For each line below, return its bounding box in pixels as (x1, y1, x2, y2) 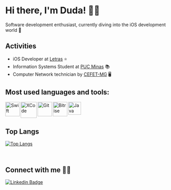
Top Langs (5, 127, 39, 136)
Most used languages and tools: (5, 88, 110, 97)
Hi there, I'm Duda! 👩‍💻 (5, 5, 101, 16)
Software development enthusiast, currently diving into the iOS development (5, 22, 166, 28)
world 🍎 (5, 27, 22, 33)
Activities (5, 42, 37, 51)
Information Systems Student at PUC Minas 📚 (12, 64, 110, 70)
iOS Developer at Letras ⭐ (12, 56, 67, 62)
